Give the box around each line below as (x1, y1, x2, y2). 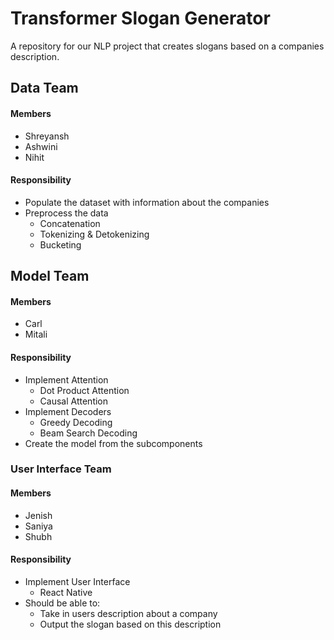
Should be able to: (24, 597, 101, 609)
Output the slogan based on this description (39, 618, 222, 630)
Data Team (10, 80, 79, 97)
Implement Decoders (24, 405, 112, 417)
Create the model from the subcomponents (24, 437, 203, 449)
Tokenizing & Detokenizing (39, 228, 150, 240)
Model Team (10, 268, 90, 285)
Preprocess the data (24, 207, 109, 219)
